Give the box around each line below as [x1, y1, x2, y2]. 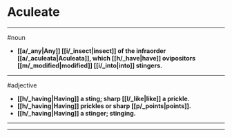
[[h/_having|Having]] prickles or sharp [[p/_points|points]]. [17, 101, 191, 110]
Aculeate [7, 4, 60, 20]
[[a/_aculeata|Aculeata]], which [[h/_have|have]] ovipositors [17, 54, 196, 62]
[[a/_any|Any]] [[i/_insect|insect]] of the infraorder [17, 46, 166, 55]
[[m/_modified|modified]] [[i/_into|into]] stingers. [17, 61, 163, 70]
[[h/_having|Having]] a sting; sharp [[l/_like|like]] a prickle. [17, 94, 190, 103]
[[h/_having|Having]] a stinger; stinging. [17, 109, 136, 117]
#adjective [7, 81, 37, 89]
